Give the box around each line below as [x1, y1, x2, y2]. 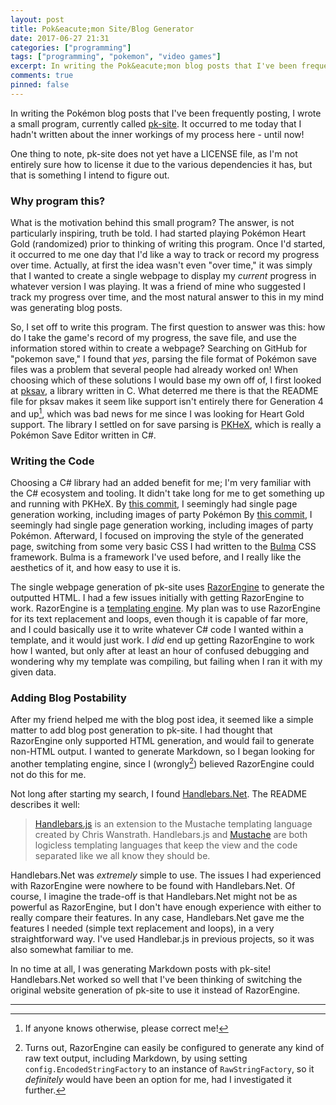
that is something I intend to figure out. [10, 169, 170, 181]
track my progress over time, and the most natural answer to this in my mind [10, 291, 325, 303]
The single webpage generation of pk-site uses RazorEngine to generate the [10, 581, 325, 593]
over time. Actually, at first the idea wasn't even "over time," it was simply [10, 259, 313, 271]
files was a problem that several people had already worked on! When [10, 364, 298, 376]
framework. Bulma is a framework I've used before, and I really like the [10, 551, 302, 563]
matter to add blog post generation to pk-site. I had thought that [10, 724, 273, 736]
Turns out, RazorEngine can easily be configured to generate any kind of [24, 1041, 325, 1053]
